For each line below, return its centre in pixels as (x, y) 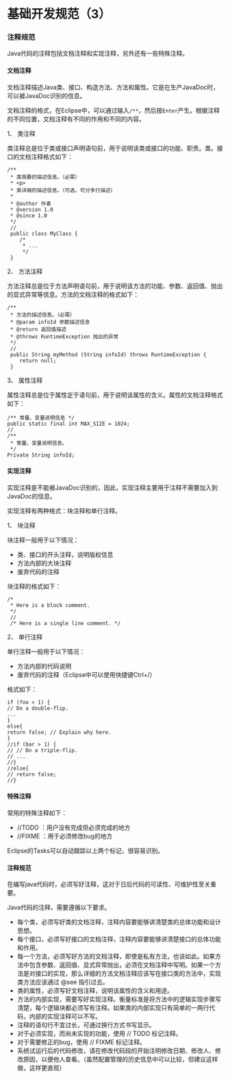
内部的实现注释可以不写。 (65, 1016)
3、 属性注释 (25, 380)
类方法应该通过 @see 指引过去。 (63, 982)
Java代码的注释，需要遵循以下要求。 (59, 908)
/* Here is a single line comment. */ (65, 623)
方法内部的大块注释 (44, 563)
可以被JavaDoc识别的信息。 (47, 95)
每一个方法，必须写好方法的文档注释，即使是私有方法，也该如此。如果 (116, 956)
